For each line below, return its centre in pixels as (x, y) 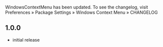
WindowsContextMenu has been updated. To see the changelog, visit (77, 7)
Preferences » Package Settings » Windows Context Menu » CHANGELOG (81, 12)
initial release (26, 40)
